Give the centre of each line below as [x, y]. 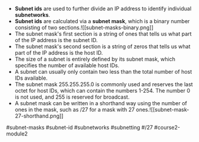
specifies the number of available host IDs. [67, 65]
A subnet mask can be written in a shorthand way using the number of [101, 103]
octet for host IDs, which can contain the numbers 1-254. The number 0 [102, 91]
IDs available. [31, 78]
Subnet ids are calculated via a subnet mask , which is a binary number [102, 21]
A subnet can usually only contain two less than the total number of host [103, 72]
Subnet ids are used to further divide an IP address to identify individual [103, 9]
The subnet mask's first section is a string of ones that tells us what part [103, 34]
